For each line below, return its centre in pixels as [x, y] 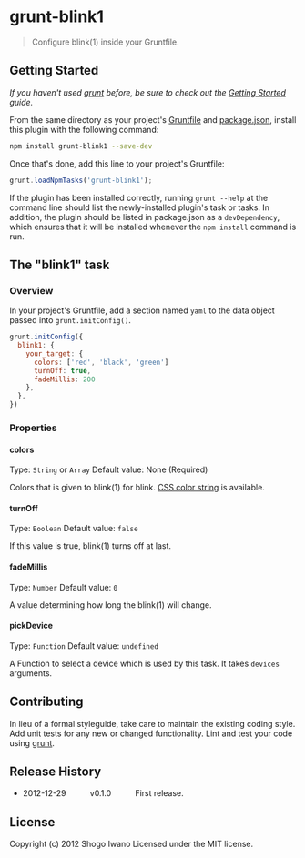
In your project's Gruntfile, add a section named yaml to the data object [142, 310]
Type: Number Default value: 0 [64, 587]
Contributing [46, 702]
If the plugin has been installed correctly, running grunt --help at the [139, 197]
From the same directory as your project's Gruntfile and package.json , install [153, 119]
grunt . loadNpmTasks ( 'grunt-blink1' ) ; [81, 180]
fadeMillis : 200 [64, 379]
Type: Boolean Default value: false [74, 529]
